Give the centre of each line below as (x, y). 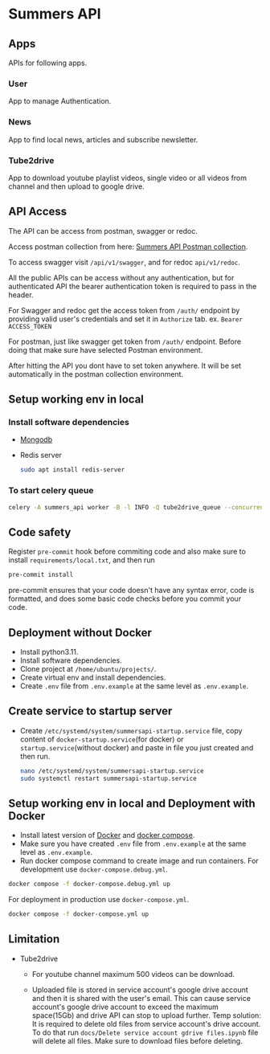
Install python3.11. (49, 652)
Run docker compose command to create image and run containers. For (139, 861)
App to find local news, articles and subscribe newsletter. (103, 139)
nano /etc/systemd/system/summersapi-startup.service (112, 771)
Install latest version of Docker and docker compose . (107, 835)
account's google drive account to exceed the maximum (125, 1007)
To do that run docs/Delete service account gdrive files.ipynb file (145, 1032)
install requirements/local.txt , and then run (82, 560)
